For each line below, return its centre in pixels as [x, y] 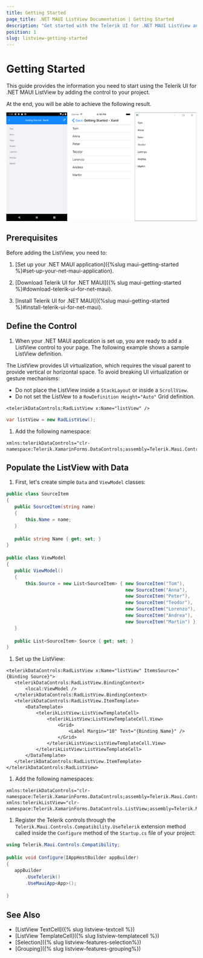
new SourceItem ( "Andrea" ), [159, 616]
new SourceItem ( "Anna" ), [156, 590]
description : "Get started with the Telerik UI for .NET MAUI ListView [98, 25]
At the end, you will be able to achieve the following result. [79, 104]
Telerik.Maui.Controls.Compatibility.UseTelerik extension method [100, 827]
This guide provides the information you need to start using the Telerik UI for [101, 86]
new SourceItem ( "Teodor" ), [159, 603]
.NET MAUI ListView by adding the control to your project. [78, 92]
